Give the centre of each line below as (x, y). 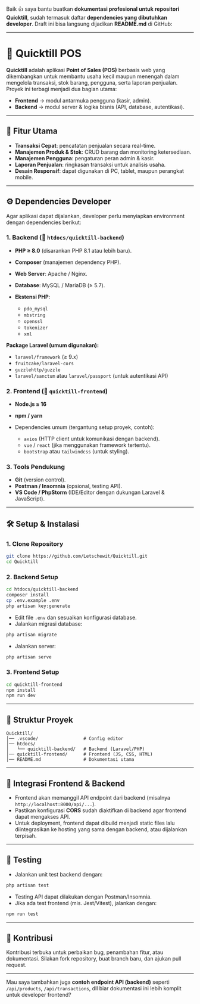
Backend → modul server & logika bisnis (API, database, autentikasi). (99, 107)
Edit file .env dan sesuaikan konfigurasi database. (76, 617)
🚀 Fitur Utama (32, 131)
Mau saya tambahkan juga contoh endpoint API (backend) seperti (88, 982)
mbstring (35, 315)
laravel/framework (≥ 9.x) (46, 356)
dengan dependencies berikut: (44, 222)
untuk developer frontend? (39, 995)
